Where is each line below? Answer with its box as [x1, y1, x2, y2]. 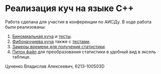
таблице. [12, 54, 31, 59]
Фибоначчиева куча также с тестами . [12, 38, 91, 44]
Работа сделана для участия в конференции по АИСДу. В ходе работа [5, 19, 152, 25]
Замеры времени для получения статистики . [12, 44, 106, 49]
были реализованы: [5, 24, 46, 30]
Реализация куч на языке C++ [5, 3, 134, 14]
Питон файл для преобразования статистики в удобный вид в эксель [12, 49, 157, 55]
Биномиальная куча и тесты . [12, 33, 72, 39]
